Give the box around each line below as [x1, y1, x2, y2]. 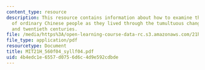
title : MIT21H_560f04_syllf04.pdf [6, 49, 95, 55]
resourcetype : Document [6, 43, 67, 49]
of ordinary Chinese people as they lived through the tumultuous [12, 20, 184, 26]
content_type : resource [6, 9, 67, 15]
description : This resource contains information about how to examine [6, 15, 192, 21]
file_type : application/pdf [6, 37, 78, 43]
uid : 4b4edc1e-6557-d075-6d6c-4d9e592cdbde [6, 54, 119, 60]
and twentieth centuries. [12, 26, 78, 32]
